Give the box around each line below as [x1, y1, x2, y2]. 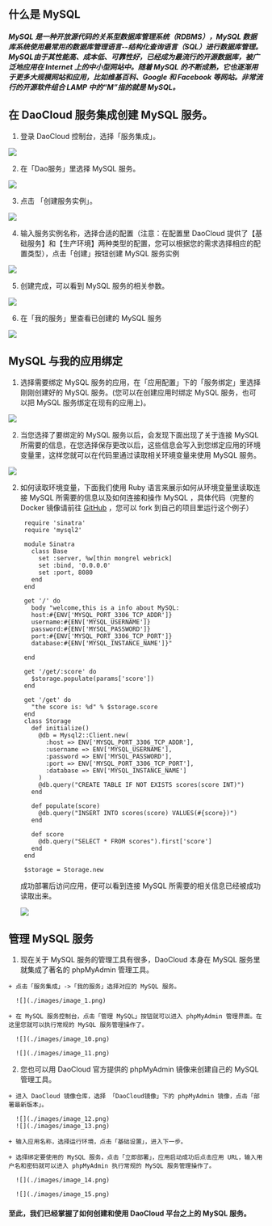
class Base [31, 547, 68, 556]
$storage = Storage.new [23, 865, 104, 873]
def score [31, 830, 65, 839]
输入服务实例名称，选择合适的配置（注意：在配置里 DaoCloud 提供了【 [19, 228, 256, 238]
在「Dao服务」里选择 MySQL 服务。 [19, 163, 140, 173]
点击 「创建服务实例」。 [19, 196, 97, 205]
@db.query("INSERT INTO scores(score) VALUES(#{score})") [38, 809, 238, 817]
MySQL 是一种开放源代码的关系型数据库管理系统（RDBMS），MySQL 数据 [8, 32, 257, 41]
